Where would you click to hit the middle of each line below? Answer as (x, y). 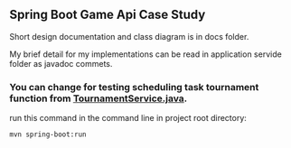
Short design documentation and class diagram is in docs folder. (129, 36)
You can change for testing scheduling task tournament (134, 87)
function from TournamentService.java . (99, 98)
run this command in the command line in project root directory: (128, 118)
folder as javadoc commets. (61, 63)
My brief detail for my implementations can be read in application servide (145, 54)
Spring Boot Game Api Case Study (108, 15)
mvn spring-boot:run (48, 134)
